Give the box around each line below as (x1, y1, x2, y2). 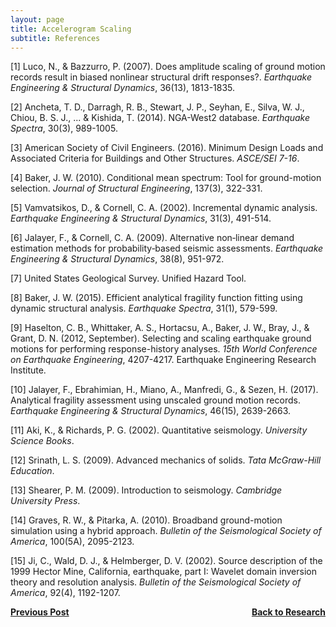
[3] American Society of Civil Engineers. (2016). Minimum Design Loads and (10, 142, 324, 154)
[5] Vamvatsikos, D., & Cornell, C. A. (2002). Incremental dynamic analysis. (10, 202, 318, 214)
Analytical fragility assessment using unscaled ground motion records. (10, 394, 301, 406)
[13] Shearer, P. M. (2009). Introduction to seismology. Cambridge (10, 484, 283, 496)
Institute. (10, 364, 47, 376)
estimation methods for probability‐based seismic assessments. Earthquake (10, 242, 324, 255)
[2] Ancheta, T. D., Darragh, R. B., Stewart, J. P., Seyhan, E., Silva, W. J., (10, 101, 305, 113)
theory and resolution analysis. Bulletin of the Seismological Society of (10, 576, 302, 588)
